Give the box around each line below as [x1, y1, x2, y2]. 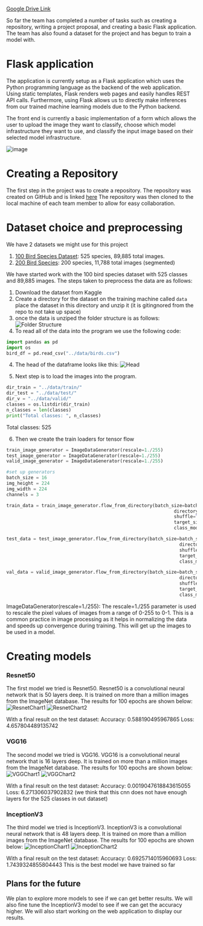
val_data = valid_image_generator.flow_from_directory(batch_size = [6, 569, 180, 575]
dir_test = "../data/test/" [6, 390, 77, 397]
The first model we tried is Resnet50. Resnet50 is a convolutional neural [6, 685, 185, 692]
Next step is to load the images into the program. [14, 373, 137, 380]
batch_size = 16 [6, 474, 47, 481]
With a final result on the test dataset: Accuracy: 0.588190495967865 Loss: [6, 716, 195, 723]
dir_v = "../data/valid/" [6, 396, 71, 402]
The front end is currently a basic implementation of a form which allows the [6, 114, 196, 121]
